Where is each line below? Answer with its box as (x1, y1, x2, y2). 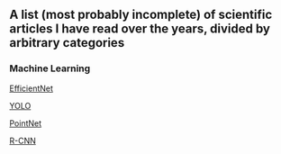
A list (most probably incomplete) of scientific (9, 7, 273, 23)
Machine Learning (9, 62, 91, 75)
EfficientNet (9, 83, 54, 94)
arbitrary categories (9, 35, 125, 50)
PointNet (9, 117, 42, 129)
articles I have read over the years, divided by (9, 22, 270, 37)
